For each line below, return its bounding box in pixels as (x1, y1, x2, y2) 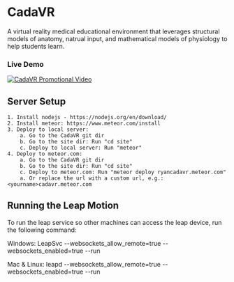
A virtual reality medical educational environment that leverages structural (7, 27, 220, 36)
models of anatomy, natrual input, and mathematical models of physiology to (7, 34, 228, 42)
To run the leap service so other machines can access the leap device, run (7, 218, 222, 226)
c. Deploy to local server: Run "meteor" (20, 144, 142, 152)
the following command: (7, 226, 77, 234)
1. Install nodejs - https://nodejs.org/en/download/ (7, 114, 168, 121)
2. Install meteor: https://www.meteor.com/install (7, 120, 161, 127)
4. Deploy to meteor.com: (7, 150, 82, 157)
